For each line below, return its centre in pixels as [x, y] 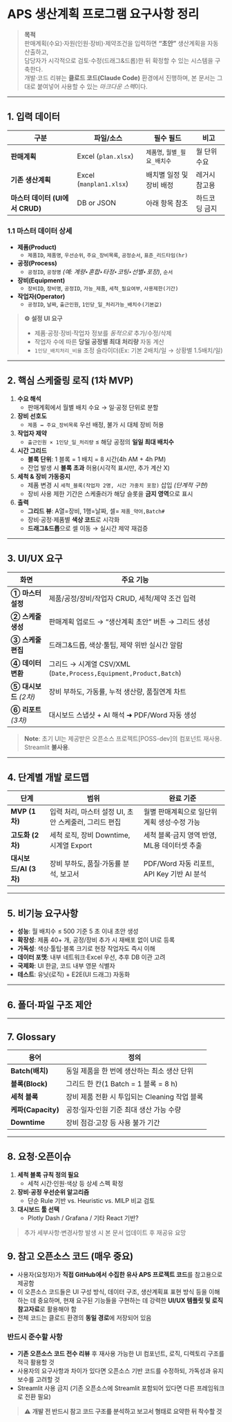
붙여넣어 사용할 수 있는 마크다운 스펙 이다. [93, 86]
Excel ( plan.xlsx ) [105, 156]
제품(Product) [37, 247]
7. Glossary [32, 1037]
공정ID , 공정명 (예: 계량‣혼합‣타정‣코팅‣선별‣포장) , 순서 [100, 272]
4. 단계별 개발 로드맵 [48, 778]
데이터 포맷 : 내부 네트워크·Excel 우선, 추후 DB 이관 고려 [91, 957]
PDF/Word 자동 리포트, [179, 864]
